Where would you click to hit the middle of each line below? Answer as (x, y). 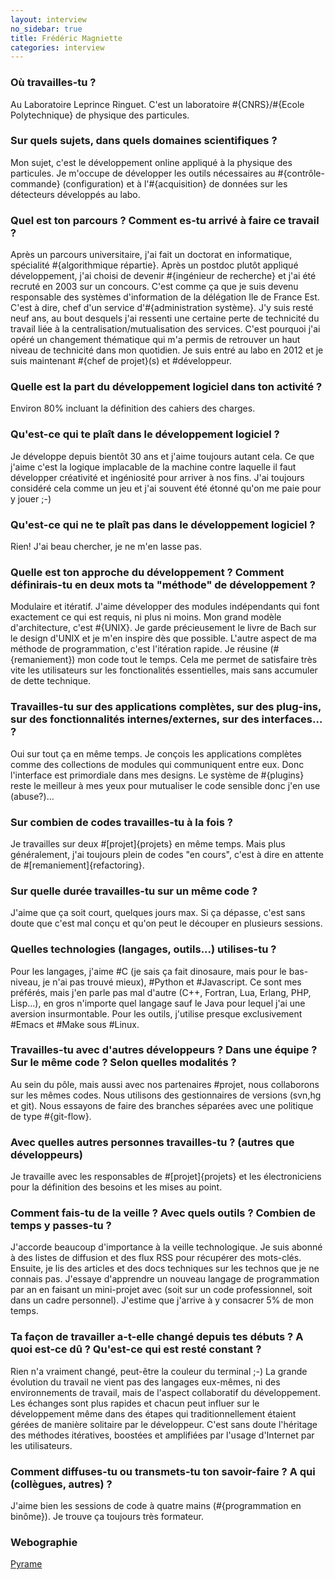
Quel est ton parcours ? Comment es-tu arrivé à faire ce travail (165, 220)
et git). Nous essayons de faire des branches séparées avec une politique (162, 1105)
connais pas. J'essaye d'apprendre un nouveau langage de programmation (165, 1279)
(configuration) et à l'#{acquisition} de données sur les (175, 183)
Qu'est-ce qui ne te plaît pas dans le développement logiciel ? (163, 524)
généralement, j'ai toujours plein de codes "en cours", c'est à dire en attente (167, 854)
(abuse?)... (32, 796)
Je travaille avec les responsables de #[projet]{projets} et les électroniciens (166, 1177)
